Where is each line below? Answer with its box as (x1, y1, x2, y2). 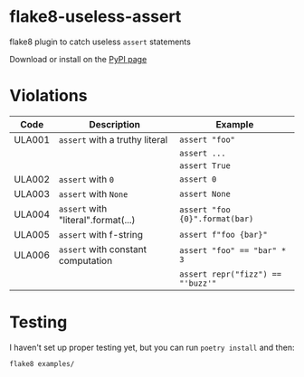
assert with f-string (58, 228, 143, 240)
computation (58, 254, 113, 267)
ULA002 (14, 173, 51, 185)
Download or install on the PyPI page (9, 53, 147, 64)
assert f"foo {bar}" (179, 229, 269, 240)
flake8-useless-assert (9, 6, 182, 27)
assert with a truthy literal (58, 133, 168, 146)
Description (89, 118, 141, 130)
